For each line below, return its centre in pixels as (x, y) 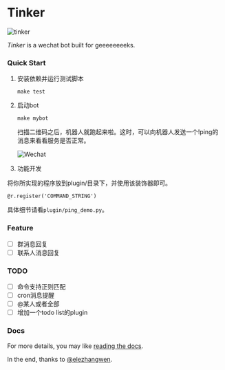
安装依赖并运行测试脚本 (50, 79)
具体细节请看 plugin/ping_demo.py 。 (58, 210)
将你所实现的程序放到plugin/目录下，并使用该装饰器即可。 (89, 183)
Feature (20, 228)
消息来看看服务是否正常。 (53, 141)
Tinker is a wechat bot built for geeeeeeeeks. (71, 45)
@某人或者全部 (38, 304)
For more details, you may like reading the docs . (75, 346)
